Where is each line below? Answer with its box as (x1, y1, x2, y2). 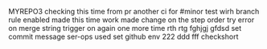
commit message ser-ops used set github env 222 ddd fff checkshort (8, 32, 239, 41)
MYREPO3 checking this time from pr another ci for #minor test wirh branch (8, 7, 260, 16)
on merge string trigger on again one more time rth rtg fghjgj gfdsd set (8, 24, 242, 32)
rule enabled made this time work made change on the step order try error (8, 15, 255, 24)
